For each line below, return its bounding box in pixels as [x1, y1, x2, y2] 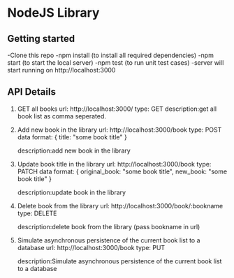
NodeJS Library [7, 5, 100, 21]
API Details [7, 86, 56, 98]
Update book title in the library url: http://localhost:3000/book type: [17, 160, 212, 168]
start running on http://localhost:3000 [7, 66, 116, 74]
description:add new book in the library [17, 146, 131, 155]
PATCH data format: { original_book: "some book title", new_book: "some [17, 167, 228, 176]
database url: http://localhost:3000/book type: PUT [17, 243, 166, 252]
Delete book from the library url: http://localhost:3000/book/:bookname [17, 201, 224, 210]
